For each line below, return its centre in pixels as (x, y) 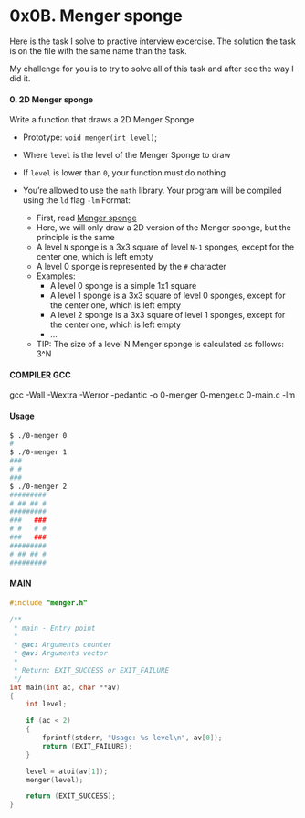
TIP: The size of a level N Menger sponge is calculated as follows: (160, 345)
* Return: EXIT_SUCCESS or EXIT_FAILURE (91, 670)
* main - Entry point (54, 628)
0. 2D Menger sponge (52, 99)
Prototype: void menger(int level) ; (90, 137)
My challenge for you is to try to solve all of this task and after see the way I (152, 69)
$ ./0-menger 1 (38, 452)
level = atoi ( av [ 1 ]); (67, 771)
